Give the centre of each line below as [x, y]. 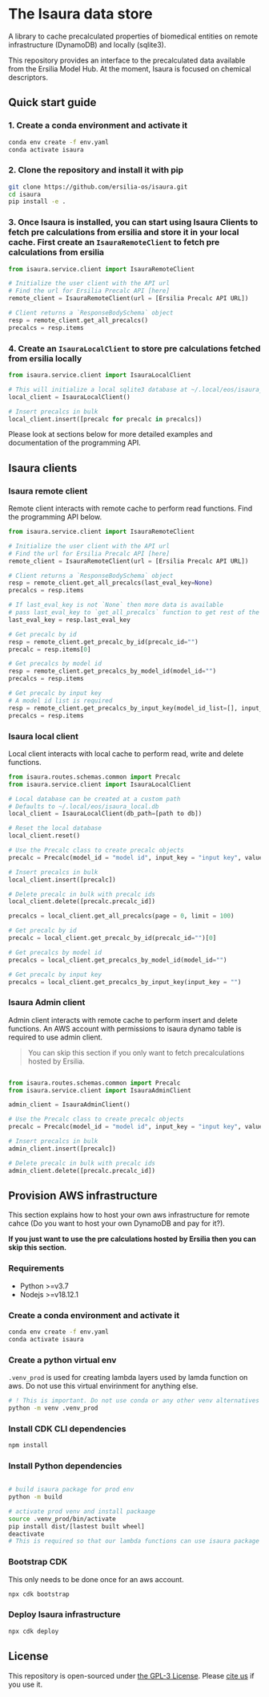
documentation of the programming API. [75, 443]
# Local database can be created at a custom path [94, 799]
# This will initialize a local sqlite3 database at [98, 389]
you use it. [25, 1684]
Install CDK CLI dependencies [67, 1428]
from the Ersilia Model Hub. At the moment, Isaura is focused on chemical [130, 68]
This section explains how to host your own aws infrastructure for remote [129, 1215]
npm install [28, 1446]
